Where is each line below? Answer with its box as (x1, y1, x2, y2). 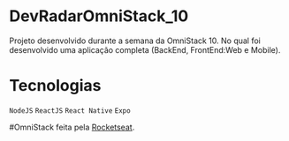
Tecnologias (9, 76, 102, 96)
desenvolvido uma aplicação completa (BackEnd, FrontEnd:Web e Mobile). (9, 44, 281, 55)
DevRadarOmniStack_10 (9, 6, 189, 26)
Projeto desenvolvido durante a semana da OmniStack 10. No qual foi (9, 35, 261, 46)
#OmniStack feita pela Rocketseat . (9, 122, 135, 132)
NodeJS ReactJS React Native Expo (9, 106, 131, 115)
